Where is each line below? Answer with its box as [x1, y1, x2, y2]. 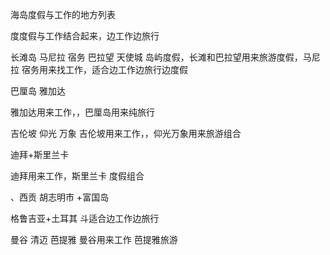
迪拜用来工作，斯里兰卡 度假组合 [10, 170, 145, 182]
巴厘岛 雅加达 [10, 85, 66, 97]
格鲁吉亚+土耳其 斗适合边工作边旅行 [10, 213, 160, 224]
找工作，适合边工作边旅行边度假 [56, 64, 188, 75]
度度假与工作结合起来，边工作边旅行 [10, 30, 160, 42]
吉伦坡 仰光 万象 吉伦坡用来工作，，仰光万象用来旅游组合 [10, 128, 242, 139]
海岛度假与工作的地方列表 [10, 9, 116, 20]
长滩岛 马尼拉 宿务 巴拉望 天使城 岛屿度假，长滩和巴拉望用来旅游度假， [10, 51, 303, 63]
